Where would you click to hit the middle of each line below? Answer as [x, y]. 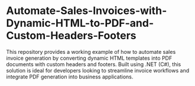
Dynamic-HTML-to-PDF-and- [80, 23]
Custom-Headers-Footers [71, 36]
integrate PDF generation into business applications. [70, 77]
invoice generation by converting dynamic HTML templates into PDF [89, 58]
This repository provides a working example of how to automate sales [91, 51]
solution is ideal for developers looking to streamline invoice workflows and [98, 70]
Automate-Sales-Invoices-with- [87, 11]
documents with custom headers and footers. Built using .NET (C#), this [94, 64]
